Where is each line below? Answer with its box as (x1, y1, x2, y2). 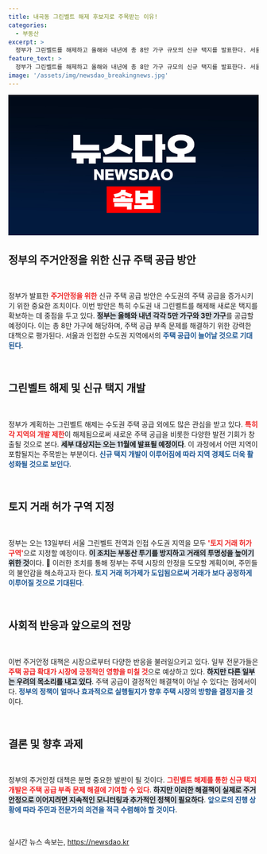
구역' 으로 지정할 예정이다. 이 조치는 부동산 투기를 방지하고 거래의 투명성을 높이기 (8, 548, 254, 558)
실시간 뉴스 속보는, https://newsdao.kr (8, 837, 130, 847)
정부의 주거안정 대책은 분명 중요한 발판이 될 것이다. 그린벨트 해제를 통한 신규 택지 (8, 775, 257, 785)
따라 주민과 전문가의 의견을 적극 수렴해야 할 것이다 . (22, 805, 177, 814)
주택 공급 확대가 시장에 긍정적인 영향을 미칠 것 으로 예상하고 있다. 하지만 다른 (8, 667, 241, 676)
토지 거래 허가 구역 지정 (8, 500, 115, 514)
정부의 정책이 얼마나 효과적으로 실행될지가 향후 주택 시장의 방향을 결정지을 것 (18, 686, 253, 696)
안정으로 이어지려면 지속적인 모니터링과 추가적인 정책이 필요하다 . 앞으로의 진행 (8, 795, 249, 805)
